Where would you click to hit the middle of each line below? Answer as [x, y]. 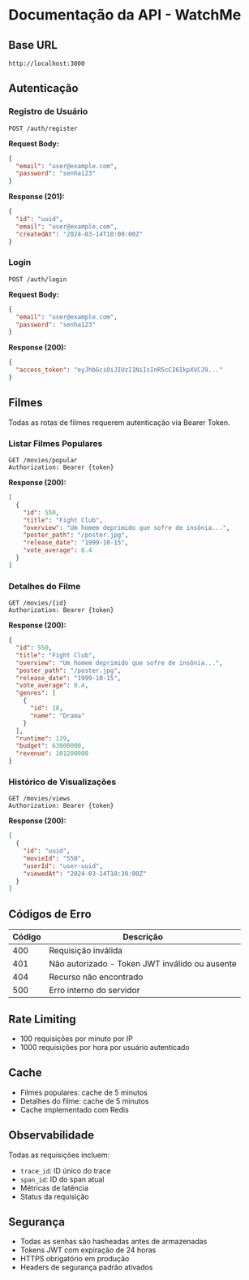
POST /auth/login [38, 279]
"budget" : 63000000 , [50, 746]
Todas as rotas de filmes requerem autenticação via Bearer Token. [119, 422]
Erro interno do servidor [94, 991]
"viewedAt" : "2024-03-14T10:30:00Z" [85, 874]
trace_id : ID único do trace [65, 1170]
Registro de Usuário [48, 111]
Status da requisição [54, 1196]
